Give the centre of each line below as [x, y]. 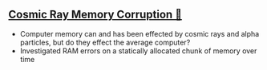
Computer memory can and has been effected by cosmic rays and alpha [140, 33]
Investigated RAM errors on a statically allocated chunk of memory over [138, 51]
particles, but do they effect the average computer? [105, 42]
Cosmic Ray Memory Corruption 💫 [95, 15]
